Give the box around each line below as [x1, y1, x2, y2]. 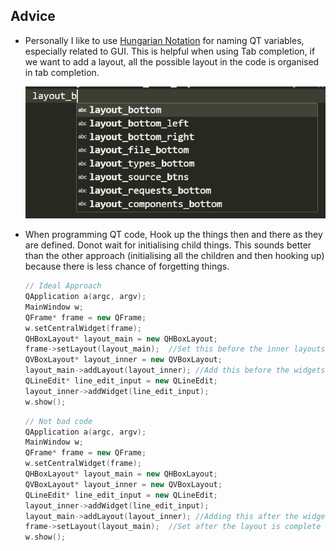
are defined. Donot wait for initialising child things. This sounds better [24, 239, 312, 251]
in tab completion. [24, 66, 100, 78]
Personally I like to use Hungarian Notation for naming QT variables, [24, 34, 305, 46]
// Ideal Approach [24, 281, 102, 291]
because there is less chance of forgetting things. [24, 260, 230, 273]
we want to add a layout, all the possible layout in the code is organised [24, 55, 320, 68]
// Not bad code [24, 416, 93, 426]
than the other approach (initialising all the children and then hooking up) [24, 250, 325, 262]
